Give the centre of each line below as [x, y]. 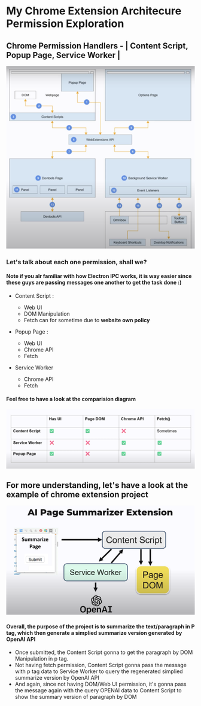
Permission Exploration [65, 24]
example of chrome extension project [77, 494]
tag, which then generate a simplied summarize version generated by [94, 632]
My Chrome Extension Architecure [94, 11]
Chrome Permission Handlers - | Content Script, [97, 46]
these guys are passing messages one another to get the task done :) [94, 283]
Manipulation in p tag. [42, 659]
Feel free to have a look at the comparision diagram [71, 399]
